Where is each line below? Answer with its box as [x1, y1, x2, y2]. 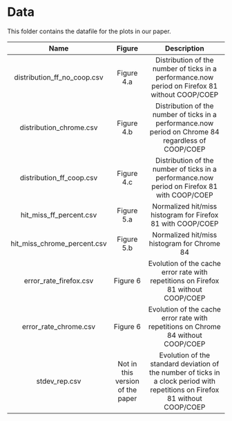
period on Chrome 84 [149, 127, 220, 136]
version [115, 376, 139, 386]
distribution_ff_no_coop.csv [14, 72, 104, 82]
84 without [166, 330, 202, 340]
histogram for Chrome [148, 238, 221, 248]
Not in [117, 359, 137, 368]
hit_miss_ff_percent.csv [20, 210, 97, 220]
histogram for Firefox [151, 210, 219, 220]
